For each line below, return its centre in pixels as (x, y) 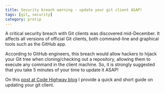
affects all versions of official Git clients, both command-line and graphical (82, 39)
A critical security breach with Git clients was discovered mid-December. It (82, 34)
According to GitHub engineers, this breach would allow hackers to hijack (81, 54)
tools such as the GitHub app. (36, 44)
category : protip (23, 19)
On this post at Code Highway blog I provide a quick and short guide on (79, 80)
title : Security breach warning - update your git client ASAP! (74, 10)
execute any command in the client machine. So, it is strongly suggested (80, 65)
